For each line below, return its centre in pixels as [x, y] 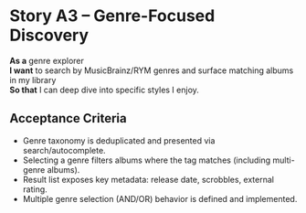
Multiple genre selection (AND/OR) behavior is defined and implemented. [160, 198]
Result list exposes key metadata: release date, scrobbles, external [148, 179]
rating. [35, 189]
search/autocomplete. [64, 150]
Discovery [49, 35]
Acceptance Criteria [68, 118]
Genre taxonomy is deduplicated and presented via [119, 140]
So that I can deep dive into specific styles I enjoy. [104, 90]
